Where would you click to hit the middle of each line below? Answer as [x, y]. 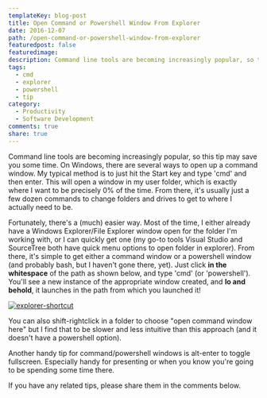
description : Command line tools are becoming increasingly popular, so [131, 60]
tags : [17, 68]
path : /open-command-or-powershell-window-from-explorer [104, 38]
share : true [28, 133]
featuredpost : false [43, 45]
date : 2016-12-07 [37, 30]
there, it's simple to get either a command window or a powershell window [130, 256]
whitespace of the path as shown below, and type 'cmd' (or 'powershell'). [130, 273]
